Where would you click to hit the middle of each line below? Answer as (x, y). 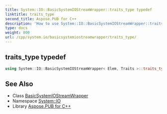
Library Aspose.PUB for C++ (42, 106)
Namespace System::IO (37, 101)
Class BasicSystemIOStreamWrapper (50, 96)
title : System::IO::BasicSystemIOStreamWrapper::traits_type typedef (79, 10)
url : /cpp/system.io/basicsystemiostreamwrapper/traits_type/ (71, 38)
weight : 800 (17, 33)
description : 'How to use (32, 23)
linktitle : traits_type (30, 14)
